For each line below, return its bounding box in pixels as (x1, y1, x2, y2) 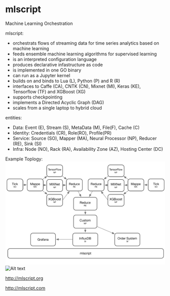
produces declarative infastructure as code (12, 61, 103, 68)
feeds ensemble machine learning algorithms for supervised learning (12, 51, 157, 57)
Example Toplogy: (5, 156, 43, 162)
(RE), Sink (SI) (12, 141, 42, 147)
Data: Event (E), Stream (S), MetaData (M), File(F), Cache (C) (12, 124, 140, 130)
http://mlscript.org (5, 275, 44, 281)
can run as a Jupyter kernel (12, 72, 71, 78)
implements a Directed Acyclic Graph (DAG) (12, 99, 105, 105)
